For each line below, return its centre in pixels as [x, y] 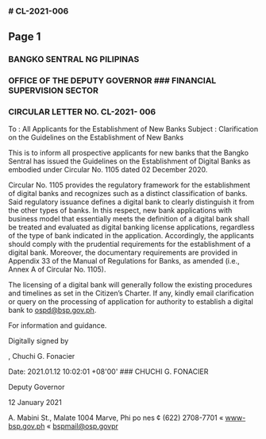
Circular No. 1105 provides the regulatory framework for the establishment [129, 185]
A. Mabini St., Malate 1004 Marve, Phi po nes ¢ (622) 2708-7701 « [116, 418]
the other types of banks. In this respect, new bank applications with [120, 210]
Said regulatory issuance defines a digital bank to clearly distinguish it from [131, 202]
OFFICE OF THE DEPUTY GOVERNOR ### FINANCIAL [112, 81]
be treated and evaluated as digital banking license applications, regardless [132, 227]
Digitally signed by [39, 341]
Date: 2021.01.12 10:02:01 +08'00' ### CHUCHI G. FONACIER [108, 372]
